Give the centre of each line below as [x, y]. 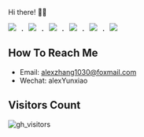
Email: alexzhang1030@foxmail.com [78, 72]
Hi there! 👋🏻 [28, 12]
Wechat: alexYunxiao [54, 80]
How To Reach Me [53, 53]
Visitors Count [44, 105]
